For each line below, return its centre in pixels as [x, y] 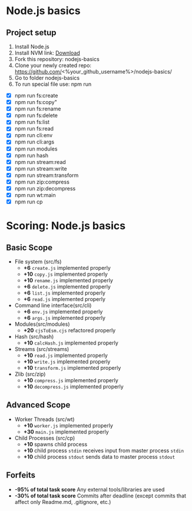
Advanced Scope [38, 405]
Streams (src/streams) [42, 349]
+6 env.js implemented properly [63, 312]
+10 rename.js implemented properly [68, 280]
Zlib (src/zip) [30, 374]
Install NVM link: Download [47, 53]
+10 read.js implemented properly [65, 355]
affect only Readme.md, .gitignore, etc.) [63, 502]
